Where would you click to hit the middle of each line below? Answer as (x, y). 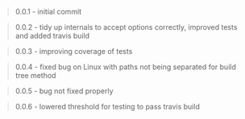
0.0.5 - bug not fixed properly (64, 91)
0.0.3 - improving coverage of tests (74, 51)
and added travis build (52, 36)
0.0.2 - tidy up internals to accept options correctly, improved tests (126, 27)
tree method (35, 75)
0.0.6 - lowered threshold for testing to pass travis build (108, 107)
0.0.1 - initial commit (48, 12)
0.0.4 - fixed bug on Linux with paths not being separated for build (126, 67)
